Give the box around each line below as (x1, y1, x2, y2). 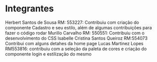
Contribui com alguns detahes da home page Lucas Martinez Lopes (5, 40, 144, 46)
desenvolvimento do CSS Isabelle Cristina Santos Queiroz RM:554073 (5, 35, 148, 41)
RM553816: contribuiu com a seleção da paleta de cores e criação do (5, 46, 147, 52)
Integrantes (5, 3, 54, 14)
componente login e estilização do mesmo (5, 51, 92, 57)
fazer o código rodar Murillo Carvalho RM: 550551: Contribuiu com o (5, 30, 145, 36)
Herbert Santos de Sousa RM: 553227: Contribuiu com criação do (5, 19, 140, 25)
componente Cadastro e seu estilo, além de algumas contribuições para (5, 24, 152, 30)
